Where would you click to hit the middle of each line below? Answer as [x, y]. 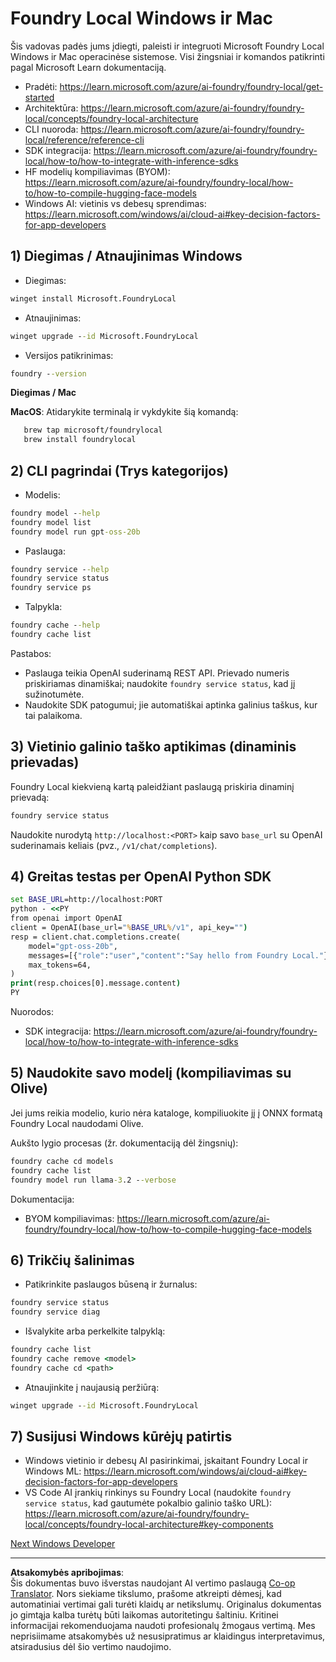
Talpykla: [43, 607]
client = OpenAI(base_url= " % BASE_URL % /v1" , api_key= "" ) [129, 928]
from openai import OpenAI [66, 918]
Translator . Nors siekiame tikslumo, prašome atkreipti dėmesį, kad [146, 1594]
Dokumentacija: [42, 1199]
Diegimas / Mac [43, 393]
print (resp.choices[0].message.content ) [96, 983]
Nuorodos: [32, 1012]
